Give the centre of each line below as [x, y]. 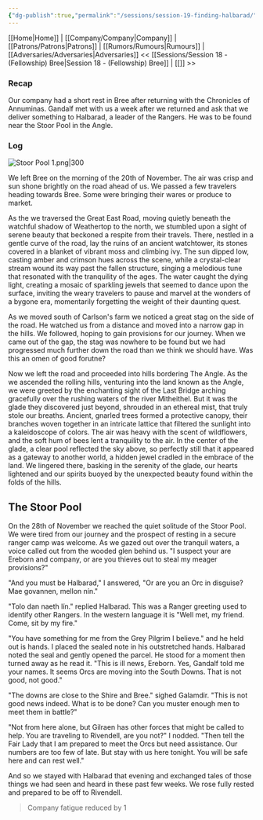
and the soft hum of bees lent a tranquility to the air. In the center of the [123, 441]
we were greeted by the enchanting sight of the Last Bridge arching [117, 390]
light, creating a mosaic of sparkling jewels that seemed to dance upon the [128, 285]
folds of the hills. [35, 482]
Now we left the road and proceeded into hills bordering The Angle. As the [128, 374]
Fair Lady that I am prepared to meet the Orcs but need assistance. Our [123, 744]
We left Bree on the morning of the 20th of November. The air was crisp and [131, 178]
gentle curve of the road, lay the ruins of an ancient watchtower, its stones [128, 243]
